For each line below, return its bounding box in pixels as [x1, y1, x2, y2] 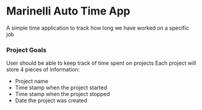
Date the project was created [14, 97, 87, 104]
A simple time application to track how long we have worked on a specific [6, 24, 189, 31]
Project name [14, 77, 48, 85]
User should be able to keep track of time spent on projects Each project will [6, 59, 197, 67]
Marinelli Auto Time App [6, 4, 131, 18]
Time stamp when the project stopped [14, 91, 110, 98]
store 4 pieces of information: [6, 66, 80, 73]
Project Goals [6, 45, 47, 54]
